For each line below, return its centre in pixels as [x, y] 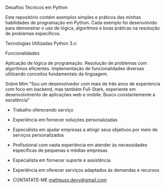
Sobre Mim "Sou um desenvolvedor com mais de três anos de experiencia [83, 84]
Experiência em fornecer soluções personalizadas [65, 120]
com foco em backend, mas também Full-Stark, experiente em [71, 89]
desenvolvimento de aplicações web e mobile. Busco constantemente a [80, 95]
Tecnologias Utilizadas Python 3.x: [41, 43]
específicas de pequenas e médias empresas [60, 150]
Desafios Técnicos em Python [37, 7]
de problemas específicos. [33, 33]
